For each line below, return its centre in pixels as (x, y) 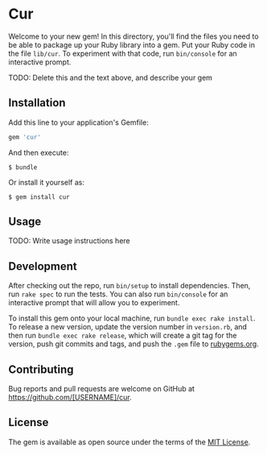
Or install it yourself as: (46, 182)
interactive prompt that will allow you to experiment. (94, 303)
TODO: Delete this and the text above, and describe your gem (111, 77)
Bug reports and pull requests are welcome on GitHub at (102, 389)
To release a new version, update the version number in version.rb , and (128, 327)
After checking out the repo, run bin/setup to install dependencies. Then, (129, 286)
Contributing (41, 369)
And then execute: (39, 152)
